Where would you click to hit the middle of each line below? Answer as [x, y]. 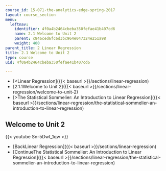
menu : [11, 19]
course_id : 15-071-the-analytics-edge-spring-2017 [60, 10]
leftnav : [19, 24]
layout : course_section [31, 15]
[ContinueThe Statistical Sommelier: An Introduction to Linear [77, 152]
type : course [19, 57]
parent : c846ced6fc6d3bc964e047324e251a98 [60, 39]
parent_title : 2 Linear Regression [43, 48]
